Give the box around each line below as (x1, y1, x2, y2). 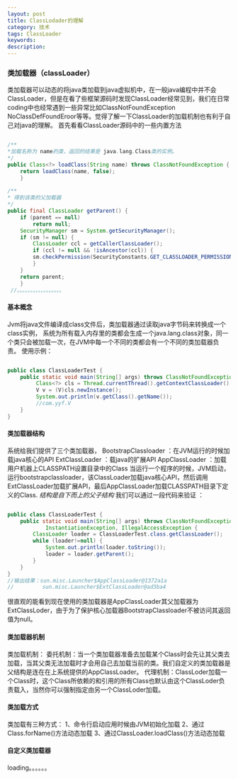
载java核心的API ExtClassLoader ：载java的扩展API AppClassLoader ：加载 (7, 455, 227, 463)
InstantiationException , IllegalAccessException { (45, 524, 198, 531)
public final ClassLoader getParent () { (7, 207, 129, 215)
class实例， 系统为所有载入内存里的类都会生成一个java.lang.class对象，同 (7, 328, 222, 337)
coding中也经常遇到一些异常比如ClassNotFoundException (7, 104, 176, 112)
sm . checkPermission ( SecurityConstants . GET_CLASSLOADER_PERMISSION (33, 253, 233, 261)
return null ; (33, 221, 72, 228)
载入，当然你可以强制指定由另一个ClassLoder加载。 (13, 685, 165, 694)
